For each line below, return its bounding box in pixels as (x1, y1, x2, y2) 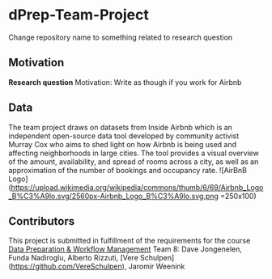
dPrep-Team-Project (8, 6, 150, 24)
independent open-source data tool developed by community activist (8, 131, 240, 141)
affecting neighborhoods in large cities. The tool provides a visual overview (8, 148, 259, 158)
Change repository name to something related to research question (8, 32, 233, 42)
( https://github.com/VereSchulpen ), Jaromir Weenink (8, 261, 185, 272)
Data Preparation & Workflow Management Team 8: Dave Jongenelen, (8, 244, 243, 254)
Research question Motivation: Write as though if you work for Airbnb (8, 77, 242, 87)
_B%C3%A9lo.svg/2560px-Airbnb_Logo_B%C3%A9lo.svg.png (8, 191, 219, 201)
